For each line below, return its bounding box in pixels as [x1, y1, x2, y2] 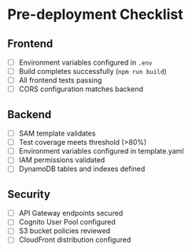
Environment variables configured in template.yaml [18, 146, 184, 156]
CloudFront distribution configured [18, 235, 131, 245]
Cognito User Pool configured [18, 217, 116, 227]
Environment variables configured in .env [18, 57, 153, 67]
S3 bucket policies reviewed [18, 226, 111, 235]
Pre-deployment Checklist [7, 6, 183, 24]
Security [7, 187, 50, 201]
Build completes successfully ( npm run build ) [18, 67, 167, 76]
